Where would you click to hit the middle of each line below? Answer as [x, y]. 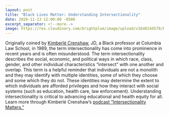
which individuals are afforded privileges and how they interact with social [82, 86]
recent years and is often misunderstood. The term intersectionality [75, 54]
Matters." [15, 107]
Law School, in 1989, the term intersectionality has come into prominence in [84, 48]
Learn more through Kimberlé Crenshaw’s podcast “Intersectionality [76, 102]
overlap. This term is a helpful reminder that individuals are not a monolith [81, 70]
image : [12, 29]
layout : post [19, 10]
